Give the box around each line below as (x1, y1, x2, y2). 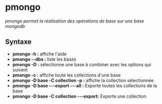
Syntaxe (5, 38, 31, 46)
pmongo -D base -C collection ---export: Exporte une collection (12, 93, 146, 99)
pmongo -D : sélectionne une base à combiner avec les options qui (12, 61, 151, 67)
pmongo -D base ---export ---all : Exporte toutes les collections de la (12, 83, 157, 89)
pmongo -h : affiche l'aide (12, 51, 66, 57)
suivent (12, 67, 28, 73)
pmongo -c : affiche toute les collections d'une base (12, 72, 121, 78)
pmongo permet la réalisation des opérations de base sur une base (5, 18, 144, 24)
